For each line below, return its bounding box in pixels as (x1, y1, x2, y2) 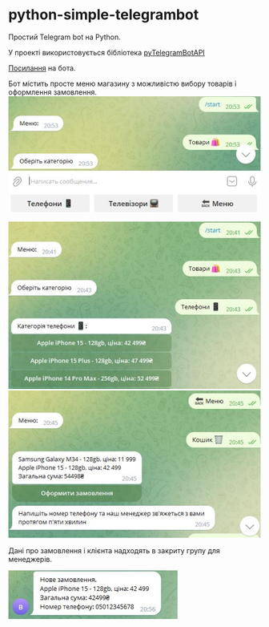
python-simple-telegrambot (8, 6, 199, 24)
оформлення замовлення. (8, 87, 98, 97)
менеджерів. (8, 555, 53, 564)
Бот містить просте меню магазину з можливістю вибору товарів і (8, 79, 237, 88)
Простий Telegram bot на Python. (8, 32, 122, 42)
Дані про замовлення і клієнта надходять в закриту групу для (8, 546, 220, 556)
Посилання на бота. (8, 63, 76, 73)
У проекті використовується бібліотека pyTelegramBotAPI (8, 47, 206, 57)
